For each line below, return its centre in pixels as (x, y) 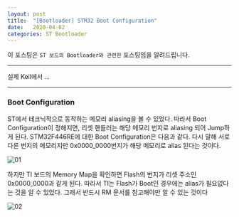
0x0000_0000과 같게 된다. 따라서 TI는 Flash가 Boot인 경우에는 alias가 (106, 183)
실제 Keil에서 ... (29, 77)
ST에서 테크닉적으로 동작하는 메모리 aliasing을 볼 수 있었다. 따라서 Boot (107, 119)
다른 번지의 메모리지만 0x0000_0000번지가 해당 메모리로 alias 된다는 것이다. (114, 145)
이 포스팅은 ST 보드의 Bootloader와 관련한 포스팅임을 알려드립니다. (99, 55)
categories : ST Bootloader (47, 34)
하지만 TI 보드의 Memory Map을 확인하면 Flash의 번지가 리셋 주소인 (102, 174)
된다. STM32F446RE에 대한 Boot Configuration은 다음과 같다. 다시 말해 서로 (122, 137)
